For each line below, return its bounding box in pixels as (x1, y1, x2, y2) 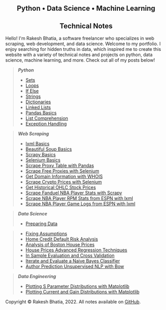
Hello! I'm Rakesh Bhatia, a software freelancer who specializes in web (5, 35, 155, 42)
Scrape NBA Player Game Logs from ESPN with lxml (25, 200, 136, 207)
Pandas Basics (25, 110, 57, 116)
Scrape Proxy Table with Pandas (25, 162, 94, 169)
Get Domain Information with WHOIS (25, 173, 103, 179)
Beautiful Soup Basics (25, 146, 72, 152)
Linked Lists (25, 104, 51, 111)
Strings (25, 94, 41, 100)
